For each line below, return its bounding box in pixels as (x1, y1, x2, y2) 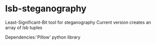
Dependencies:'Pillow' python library (5, 34, 80, 40)
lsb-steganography (5, 3, 87, 14)
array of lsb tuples (5, 24, 43, 30)
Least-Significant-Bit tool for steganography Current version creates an (5, 19, 152, 25)
